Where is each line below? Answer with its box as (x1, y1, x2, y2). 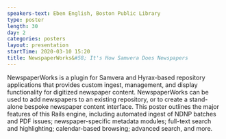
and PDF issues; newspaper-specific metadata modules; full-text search (7, 117, 212, 125)
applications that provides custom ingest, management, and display (7, 80, 198, 89)
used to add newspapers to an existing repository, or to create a (7, 95, 188, 103)
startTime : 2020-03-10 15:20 (7, 49, 90, 55)
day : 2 (7, 29, 26, 36)
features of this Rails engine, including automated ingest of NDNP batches (7, 110, 217, 118)
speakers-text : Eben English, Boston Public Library (7, 10, 161, 17)
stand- (189, 95, 208, 103)
